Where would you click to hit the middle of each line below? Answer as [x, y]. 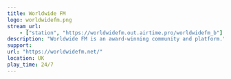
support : [20, 45]
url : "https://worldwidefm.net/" [55, 52]
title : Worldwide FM [37, 13]
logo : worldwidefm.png [40, 20]
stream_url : [24, 26]
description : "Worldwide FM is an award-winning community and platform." [117, 39]
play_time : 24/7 [30, 65]
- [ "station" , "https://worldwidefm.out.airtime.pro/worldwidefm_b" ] [121, 33]
